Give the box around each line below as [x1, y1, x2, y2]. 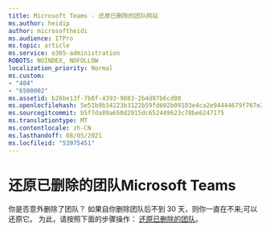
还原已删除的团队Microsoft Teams [8, 176, 236, 194]
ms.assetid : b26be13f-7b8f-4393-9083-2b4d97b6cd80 [8, 94, 182, 102]
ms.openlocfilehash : [8, 101, 78, 109]
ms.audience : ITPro [8, 34, 74, 43]
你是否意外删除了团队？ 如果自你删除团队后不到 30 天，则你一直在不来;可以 [8, 204, 258, 214]
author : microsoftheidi [8, 27, 88, 35]
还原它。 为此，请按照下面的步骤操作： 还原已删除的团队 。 [8, 214, 202, 224]
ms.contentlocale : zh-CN [8, 124, 92, 132]
